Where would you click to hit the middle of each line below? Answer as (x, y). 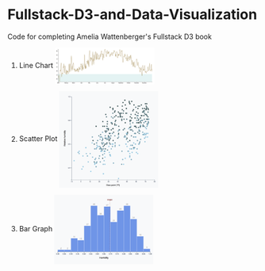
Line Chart (36, 66)
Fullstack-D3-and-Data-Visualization (132, 15)
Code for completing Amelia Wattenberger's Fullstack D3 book (109, 36)
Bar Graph (36, 229)
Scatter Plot (38, 139)
